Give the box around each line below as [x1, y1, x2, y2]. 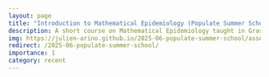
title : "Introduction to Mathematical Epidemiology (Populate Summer [8, 19, 246, 27]
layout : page [8, 11, 52, 20]
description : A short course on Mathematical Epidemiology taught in [8, 26, 246, 34]
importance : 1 [8, 49, 56, 57]
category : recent [8, 57, 66, 65]
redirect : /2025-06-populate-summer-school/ [8, 42, 159, 50]
